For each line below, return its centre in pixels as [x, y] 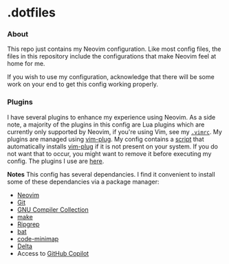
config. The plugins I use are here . [56, 161]
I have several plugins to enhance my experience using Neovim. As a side [111, 117]
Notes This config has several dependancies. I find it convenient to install [111, 174]
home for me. [26, 64]
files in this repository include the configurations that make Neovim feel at [112, 56]
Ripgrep [28, 224]
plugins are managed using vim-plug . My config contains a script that [106, 139]
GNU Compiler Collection [53, 209]
